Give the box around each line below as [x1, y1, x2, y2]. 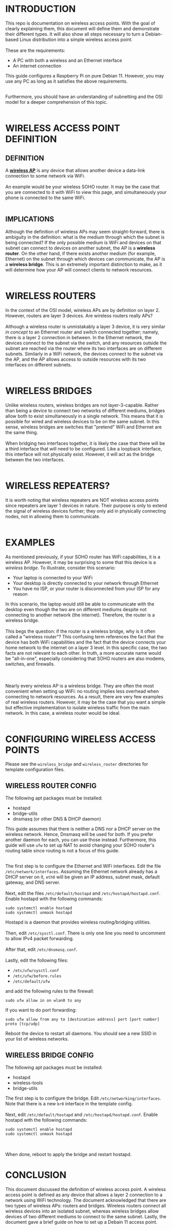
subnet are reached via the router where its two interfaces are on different [5, 345, 162, 352]
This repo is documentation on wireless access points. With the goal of [5, 20, 156, 26]
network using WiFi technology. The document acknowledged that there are [5, 1197, 166, 1203]
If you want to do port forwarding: [5, 1007, 77, 1013]
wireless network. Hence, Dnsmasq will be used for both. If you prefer [5, 831, 154, 837]
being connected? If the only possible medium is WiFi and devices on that [5, 239, 162, 245]
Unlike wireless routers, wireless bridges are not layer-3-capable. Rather [5, 402, 159, 408]
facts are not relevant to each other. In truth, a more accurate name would [5, 650, 162, 656]
